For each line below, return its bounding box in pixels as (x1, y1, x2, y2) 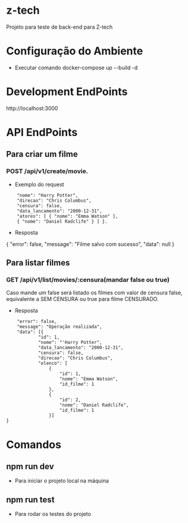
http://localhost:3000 (6, 104, 58, 112)
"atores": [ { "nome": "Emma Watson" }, (17, 213, 118, 219)
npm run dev (6, 461, 55, 472)
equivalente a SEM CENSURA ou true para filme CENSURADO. (6, 296, 159, 303)
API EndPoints (6, 126, 78, 139)
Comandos (6, 438, 61, 451)
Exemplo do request (14, 180, 64, 188)
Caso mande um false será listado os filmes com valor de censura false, (6, 289, 183, 296)
